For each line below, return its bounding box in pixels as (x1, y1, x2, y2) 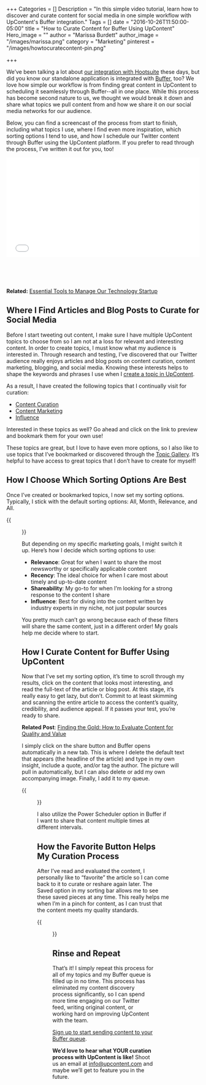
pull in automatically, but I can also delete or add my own (21, 768, 166, 776)
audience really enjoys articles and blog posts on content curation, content (6, 357, 196, 364)
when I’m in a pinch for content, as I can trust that (37, 900, 162, 907)
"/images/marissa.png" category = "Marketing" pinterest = (6, 38, 155, 45)
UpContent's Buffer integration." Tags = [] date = (6, 18, 130, 25)
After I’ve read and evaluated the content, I (37, 868, 145, 875)
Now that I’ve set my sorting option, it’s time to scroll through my (21, 673, 185, 680)
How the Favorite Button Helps (37, 841, 156, 852)
